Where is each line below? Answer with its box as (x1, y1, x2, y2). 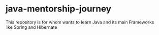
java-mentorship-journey (5, 3, 112, 14)
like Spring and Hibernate (5, 24, 57, 30)
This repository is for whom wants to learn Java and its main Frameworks (5, 19, 155, 25)
